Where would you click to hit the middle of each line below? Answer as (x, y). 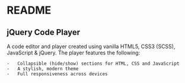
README (29, 10)
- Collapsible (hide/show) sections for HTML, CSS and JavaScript (93, 63)
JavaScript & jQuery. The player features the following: (74, 53)
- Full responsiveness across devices (58, 74)
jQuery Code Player (44, 32)
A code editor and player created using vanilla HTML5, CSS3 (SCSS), (91, 46)
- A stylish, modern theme (43, 69)
